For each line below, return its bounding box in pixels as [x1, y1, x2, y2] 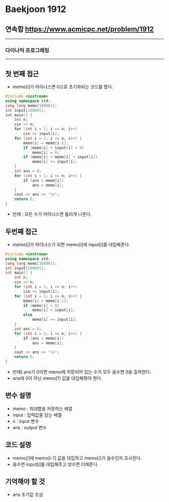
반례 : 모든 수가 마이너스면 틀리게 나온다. [12, 211, 92, 217]
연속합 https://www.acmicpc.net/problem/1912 [5, 25, 154, 33]
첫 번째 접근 [5, 69, 39, 78]
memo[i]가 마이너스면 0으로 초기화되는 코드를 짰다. [12, 84, 113, 90]
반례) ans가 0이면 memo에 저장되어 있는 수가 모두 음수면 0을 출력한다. [12, 369, 151, 375]
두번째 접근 [5, 227, 38, 236]
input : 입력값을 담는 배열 [12, 411, 62, 418]
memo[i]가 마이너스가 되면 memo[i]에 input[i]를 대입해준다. [12, 241, 130, 247]
